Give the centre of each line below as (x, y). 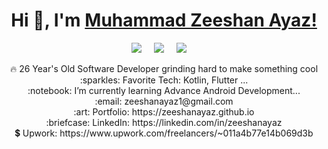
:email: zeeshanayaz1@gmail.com (164, 101)
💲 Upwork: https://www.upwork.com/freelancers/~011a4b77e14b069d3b (164, 133)
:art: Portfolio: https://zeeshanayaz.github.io (164, 111)
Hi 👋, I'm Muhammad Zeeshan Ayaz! (164, 20)
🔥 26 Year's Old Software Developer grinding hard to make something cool (164, 68)
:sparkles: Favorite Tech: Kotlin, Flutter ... (164, 80)
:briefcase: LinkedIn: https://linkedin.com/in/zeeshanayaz (164, 122)
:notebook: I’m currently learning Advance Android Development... (164, 90)
